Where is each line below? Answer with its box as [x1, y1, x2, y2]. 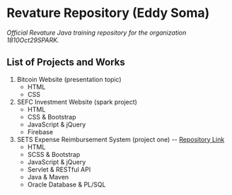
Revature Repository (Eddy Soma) [6, 5, 210, 21]
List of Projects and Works [6, 57, 125, 69]
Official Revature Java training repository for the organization [6, 28, 187, 37]
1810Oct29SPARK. [6, 35, 59, 44]
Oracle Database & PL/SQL [27, 180, 106, 189]
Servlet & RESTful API [27, 165, 91, 174]
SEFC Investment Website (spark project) [16, 97, 137, 106]
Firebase [27, 127, 54, 136]
